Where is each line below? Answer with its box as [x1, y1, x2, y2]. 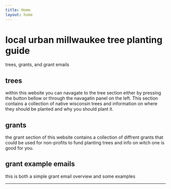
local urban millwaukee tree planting [5, 34, 163, 46]
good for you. [5, 145, 34, 151]
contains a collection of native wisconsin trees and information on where [5, 101, 158, 107]
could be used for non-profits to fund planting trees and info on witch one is [5, 140, 164, 146]
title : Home [5, 7, 31, 13]
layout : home [5, 12, 33, 17]
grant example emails [5, 160, 75, 168]
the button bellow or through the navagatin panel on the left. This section [5, 95, 158, 102]
